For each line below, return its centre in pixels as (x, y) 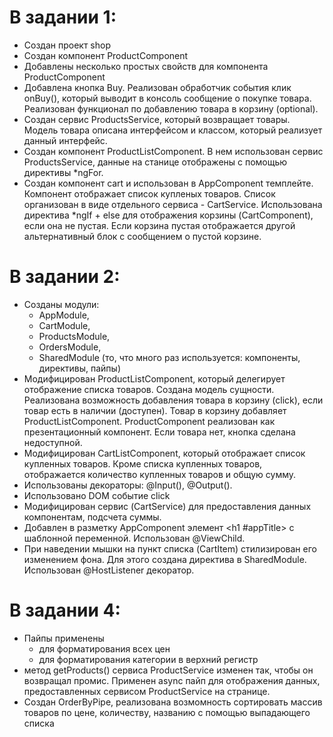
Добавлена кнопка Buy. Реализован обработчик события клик (157, 87)
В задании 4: (65, 610)
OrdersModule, (70, 347)
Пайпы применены (64, 638)
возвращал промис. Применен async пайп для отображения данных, (172, 680)
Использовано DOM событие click (97, 495)
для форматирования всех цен (104, 648)
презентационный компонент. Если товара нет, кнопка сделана (159, 432)
